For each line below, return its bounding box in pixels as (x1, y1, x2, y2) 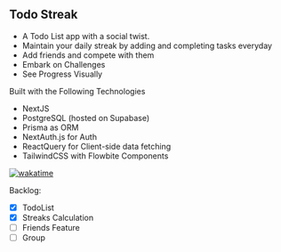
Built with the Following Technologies (9, 85, 146, 96)
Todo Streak (9, 7, 78, 22)
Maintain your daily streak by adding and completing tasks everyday (21, 40, 273, 51)
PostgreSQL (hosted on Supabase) (21, 112, 150, 123)
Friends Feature (21, 222, 80, 232)
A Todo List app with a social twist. (21, 30, 150, 41)
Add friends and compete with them (21, 49, 155, 61)
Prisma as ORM (21, 122, 79, 133)
